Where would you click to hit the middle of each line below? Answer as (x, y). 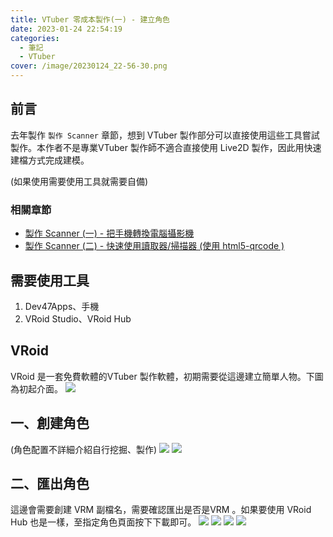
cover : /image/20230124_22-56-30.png (89, 66)
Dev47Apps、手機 (62, 306)
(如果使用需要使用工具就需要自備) (79, 181)
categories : (35, 38)
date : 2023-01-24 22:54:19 (66, 29)
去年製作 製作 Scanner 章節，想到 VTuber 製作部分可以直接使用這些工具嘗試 (165, 135)
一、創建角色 (50, 423)
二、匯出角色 (50, 483)
